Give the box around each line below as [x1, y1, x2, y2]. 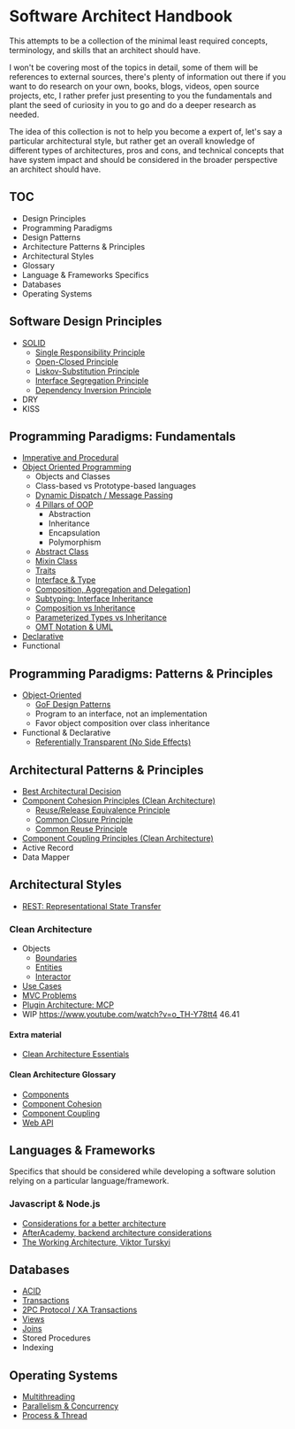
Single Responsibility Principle [34, 347, 146, 358]
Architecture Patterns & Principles [21, 241, 146, 251]
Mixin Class [34, 556, 78, 567]
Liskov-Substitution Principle [34, 366, 140, 376]
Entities [34, 962, 63, 973]
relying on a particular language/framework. [9, 1176, 170, 1186]
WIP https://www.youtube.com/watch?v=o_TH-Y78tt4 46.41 [21, 1009, 240, 1020]
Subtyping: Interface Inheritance [34, 593, 154, 604]
